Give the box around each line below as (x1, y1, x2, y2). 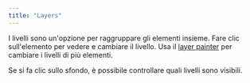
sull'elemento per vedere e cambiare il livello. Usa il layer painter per (8, 41, 232, 51)
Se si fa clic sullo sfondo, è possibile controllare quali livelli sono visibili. (8, 65, 243, 75)
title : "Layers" (8, 11, 62, 20)
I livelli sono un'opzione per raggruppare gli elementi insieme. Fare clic (8, 33, 240, 43)
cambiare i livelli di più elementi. (8, 50, 113, 59)
